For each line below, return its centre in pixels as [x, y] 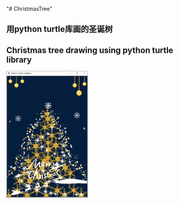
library [19, 60]
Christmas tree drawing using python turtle [90, 50]
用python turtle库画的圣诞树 [60, 29]
